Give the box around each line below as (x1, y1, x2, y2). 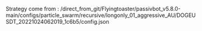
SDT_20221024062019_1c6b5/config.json (5, 18, 109, 25)
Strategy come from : (5, 5, 59, 12)
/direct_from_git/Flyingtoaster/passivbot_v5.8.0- (60, 5, 181, 12)
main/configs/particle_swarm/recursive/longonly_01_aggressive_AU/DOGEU (5, 12, 196, 19)
